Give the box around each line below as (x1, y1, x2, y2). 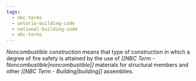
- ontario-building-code (12, 20, 75, 26)
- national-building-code (12, 26, 78, 32)
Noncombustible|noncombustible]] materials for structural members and (6, 62, 189, 69)
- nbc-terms (12, 15, 43, 21)
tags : (6, 9, 20, 15)
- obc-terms (12, 32, 43, 38)
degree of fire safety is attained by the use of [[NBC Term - (6, 55, 156, 62)
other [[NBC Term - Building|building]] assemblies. (6, 68, 134, 75)
